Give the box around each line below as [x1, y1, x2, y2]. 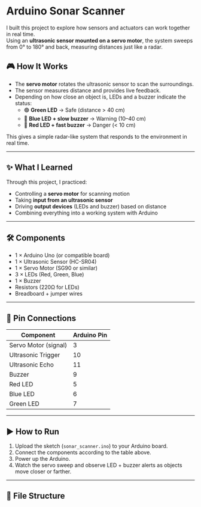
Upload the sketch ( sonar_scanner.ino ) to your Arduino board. [14, 443, 168, 449]
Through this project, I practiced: [6, 178, 87, 186]
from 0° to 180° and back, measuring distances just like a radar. [6, 43, 163, 50]
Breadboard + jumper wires [14, 290, 83, 297]
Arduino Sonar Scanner [6, 4, 126, 18]
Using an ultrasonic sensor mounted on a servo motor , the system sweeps [6, 37, 193, 44]
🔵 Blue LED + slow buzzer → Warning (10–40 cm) [23, 115, 147, 122]
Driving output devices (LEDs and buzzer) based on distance [14, 202, 167, 210]
